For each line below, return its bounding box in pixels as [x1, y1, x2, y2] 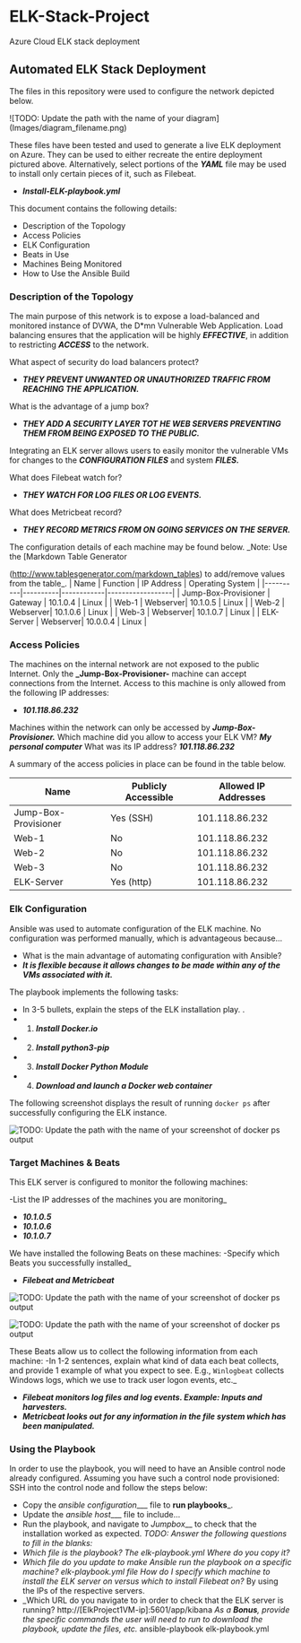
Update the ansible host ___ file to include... [21, 1509, 181, 1520]
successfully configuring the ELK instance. [9, 1107, 168, 1117]
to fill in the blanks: [21, 1538, 93, 1549]
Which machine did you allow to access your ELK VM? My [56, 732, 272, 743]
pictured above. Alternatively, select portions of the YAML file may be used [9, 159, 287, 170]
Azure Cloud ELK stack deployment [9, 36, 141, 47]
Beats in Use [21, 248, 70, 259]
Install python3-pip [35, 1042, 110, 1053]
